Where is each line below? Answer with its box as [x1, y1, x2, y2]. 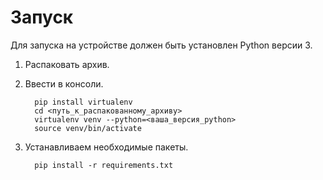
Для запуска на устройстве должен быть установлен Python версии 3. [10, 39, 313, 51]
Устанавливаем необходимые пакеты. [24, 141, 189, 153]
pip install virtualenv [34, 97, 133, 107]
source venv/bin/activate [34, 123, 142, 133]
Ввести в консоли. [24, 77, 104, 90]
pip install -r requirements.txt [34, 160, 174, 170]
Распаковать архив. [24, 58, 110, 70]
